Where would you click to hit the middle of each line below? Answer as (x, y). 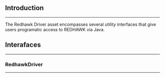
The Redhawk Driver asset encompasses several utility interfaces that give (81, 24)
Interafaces (23, 45)
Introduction (25, 8)
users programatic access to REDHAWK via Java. (55, 29)
